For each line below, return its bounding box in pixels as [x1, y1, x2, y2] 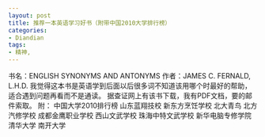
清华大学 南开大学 [8, 120, 66, 130]
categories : [8, 26, 47, 34]
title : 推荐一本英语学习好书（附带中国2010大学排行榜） [8, 19, 172, 27]
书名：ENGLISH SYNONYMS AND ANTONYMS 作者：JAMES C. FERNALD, [8, 71, 252, 80]
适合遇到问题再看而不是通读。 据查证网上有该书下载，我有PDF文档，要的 [8, 91, 246, 100]
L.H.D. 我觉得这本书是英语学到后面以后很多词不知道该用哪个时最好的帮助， [8, 81, 252, 90]
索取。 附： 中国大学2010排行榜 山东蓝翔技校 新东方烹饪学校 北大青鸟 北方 [14, 101, 258, 110]
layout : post [8, 11, 51, 20]
